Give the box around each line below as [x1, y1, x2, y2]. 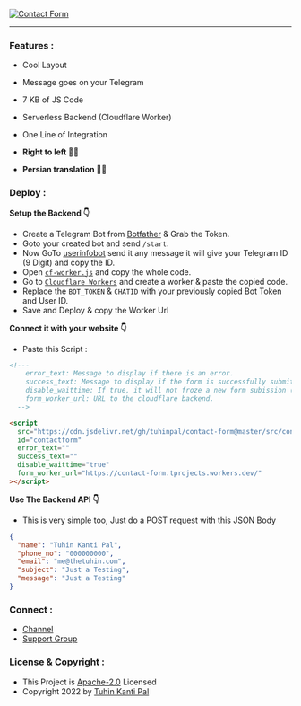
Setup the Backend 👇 [9, 207, 90, 218]
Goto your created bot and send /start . [21, 238, 169, 249]
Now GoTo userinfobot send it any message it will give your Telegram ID [21, 247, 288, 258]
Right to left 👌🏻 [21, 146, 79, 157]
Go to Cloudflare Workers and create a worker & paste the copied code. [21, 276, 288, 287]
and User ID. [21, 295, 69, 305]
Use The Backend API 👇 [9, 494, 100, 505]
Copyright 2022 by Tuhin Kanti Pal [21, 685, 150, 696]
